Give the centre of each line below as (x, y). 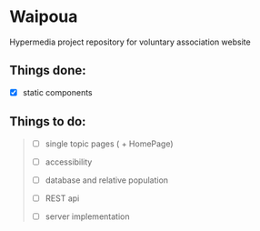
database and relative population (107, 180)
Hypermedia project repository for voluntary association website (130, 42)
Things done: (48, 70)
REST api (62, 198)
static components (57, 92)
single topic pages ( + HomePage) (110, 144)
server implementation (87, 216)
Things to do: (48, 121)
